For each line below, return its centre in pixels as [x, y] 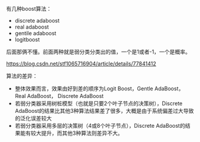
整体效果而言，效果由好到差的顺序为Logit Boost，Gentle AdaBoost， [99, 89]
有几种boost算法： [29, 9]
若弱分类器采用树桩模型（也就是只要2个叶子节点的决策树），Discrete [99, 103]
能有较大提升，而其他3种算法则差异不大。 [72, 133]
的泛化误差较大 [33, 118]
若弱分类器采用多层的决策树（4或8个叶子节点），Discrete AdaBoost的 [100, 126]
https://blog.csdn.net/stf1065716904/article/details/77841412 [81, 64]
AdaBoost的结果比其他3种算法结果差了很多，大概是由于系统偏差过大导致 [104, 111]
